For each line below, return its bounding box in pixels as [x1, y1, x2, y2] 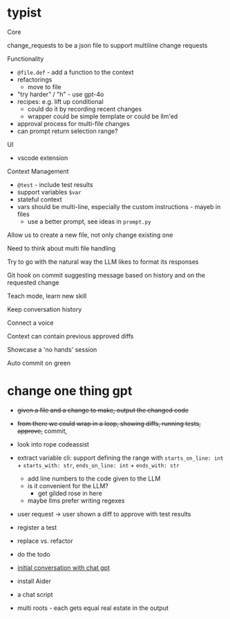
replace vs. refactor [17, 537, 74, 545]
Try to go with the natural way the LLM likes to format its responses [7, 258, 199, 266]
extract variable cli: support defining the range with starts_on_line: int [17, 454, 224, 462]
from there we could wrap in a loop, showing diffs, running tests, [17, 419, 202, 427]
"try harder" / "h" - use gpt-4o [17, 90, 104, 98]
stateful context [17, 195, 62, 204]
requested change [7, 278, 59, 287]
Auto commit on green [7, 359, 71, 367]
